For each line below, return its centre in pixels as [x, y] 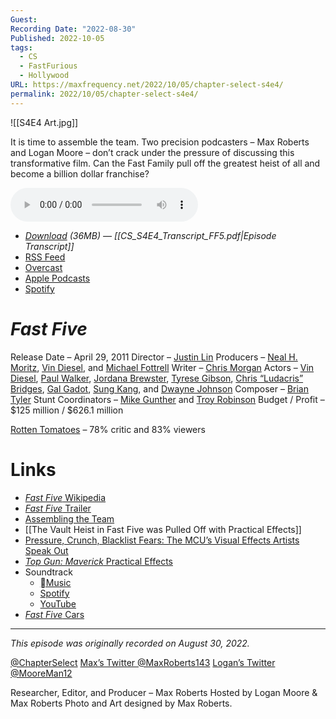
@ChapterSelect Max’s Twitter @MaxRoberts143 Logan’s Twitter [143, 662]
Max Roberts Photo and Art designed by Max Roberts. [121, 703]
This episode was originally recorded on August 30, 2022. [130, 643]
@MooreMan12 [41, 673]
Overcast [43, 267]
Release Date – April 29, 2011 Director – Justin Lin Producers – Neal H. [154, 357]
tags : [21, 47]
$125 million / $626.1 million [67, 410]
